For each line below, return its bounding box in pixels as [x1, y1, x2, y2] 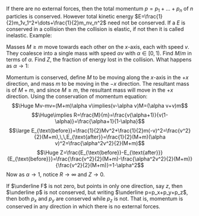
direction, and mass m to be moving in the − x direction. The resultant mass [6, 80, 189, 87]
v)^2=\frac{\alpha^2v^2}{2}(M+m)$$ [55, 139, 145, 146]
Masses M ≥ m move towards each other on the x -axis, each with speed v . [6, 43, 189, 50]
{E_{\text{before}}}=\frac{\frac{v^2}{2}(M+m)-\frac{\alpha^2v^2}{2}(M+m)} [7, 155, 193, 162]
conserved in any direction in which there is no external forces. [6, 202, 160, 210]
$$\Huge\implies [31, 111, 72, 118]
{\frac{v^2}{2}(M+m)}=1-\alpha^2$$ [55, 161, 144, 168]
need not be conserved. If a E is [108, 19, 186, 26]
